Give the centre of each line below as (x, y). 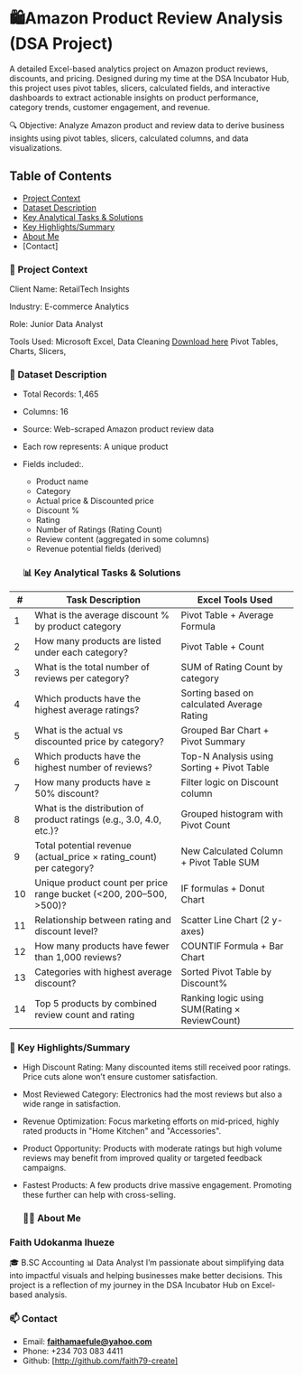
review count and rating (85, 1015)
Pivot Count (206, 825)
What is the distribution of (89, 808)
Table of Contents (61, 177)
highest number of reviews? (94, 767)
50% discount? (67, 793)
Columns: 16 (46, 412)
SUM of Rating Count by (232, 667)
